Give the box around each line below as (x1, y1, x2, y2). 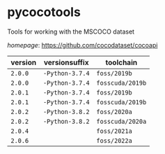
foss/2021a (96, 127, 132, 135)
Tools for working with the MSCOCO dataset (7, 27, 134, 36)
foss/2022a (96, 136, 132, 144)
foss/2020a (96, 108, 132, 115)
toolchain (105, 57, 138, 67)
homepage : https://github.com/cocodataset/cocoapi (7, 41, 158, 49)
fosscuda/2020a (96, 117, 147, 125)
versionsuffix (44, 57, 89, 67)
